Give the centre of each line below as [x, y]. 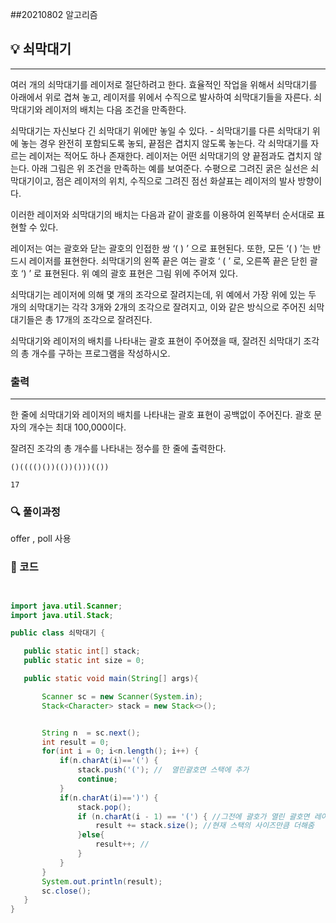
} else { [91, 835]
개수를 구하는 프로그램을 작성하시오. [101, 353]
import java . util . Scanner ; [66, 606]
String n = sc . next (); [91, 733]
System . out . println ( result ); [102, 881]
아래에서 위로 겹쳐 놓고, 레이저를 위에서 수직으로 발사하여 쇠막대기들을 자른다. [161, 97]
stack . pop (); [104, 807]
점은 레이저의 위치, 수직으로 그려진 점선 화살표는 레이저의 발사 [175, 180]
